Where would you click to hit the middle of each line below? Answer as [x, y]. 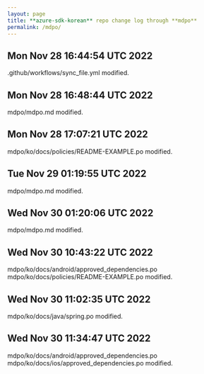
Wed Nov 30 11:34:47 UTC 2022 [79, 338]
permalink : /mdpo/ [34, 27]
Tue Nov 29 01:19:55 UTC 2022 [77, 174]
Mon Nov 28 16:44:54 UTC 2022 [80, 56]
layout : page [26, 14]
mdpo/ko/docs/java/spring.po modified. [65, 317]
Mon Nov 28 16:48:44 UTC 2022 [80, 95]
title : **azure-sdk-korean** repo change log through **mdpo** [102, 21]
